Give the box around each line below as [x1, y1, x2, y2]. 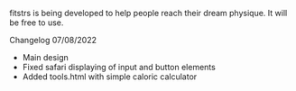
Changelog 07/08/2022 [9, 35, 97, 45]
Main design [22, 52, 69, 62]
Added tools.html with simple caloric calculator [22, 71, 198, 82]
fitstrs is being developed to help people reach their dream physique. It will [9, 8, 288, 18]
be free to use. [9, 17, 64, 28]
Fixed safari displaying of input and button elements [22, 62, 217, 72]
